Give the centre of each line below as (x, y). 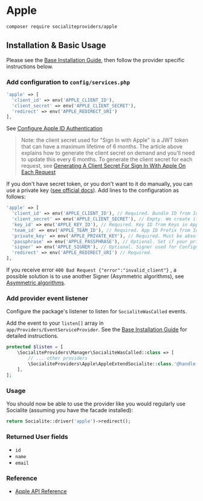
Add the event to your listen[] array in (55, 323)
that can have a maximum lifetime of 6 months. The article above (102, 147)
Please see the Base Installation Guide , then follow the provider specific (95, 60)
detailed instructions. (32, 336)
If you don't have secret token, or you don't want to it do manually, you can (100, 184)
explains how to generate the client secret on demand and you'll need (108, 153)
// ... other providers (58, 359)
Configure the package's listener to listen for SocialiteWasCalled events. (97, 311)
